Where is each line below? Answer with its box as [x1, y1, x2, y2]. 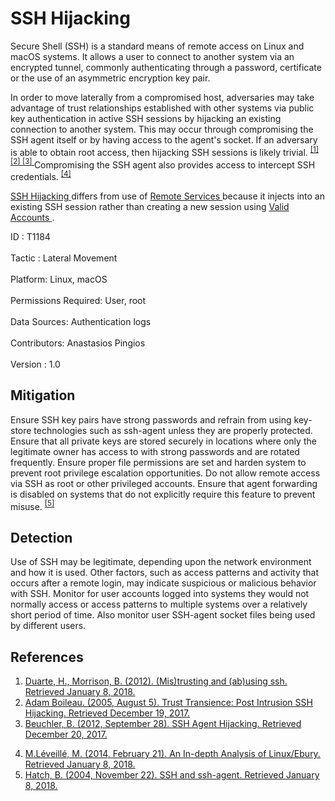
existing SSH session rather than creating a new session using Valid [10, 200, 290, 212]
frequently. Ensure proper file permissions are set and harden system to [10, 456, 307, 468]
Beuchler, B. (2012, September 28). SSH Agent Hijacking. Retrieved [24, 718, 302, 729]
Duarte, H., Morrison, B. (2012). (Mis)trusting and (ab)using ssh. [24, 675, 288, 687]
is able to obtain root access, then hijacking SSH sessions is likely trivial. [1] [10, 144, 320, 158]
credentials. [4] [10, 169, 72, 182]
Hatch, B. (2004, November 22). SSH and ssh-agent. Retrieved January [24, 769, 320, 781]
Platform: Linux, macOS [10, 273, 108, 285]
